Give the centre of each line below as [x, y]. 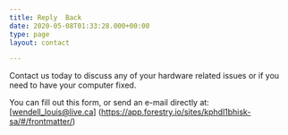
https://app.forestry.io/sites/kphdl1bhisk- [176, 112]
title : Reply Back [46, 17]
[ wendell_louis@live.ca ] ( [55, 112]
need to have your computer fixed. [73, 85]
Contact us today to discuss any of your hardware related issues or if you [144, 76]
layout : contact [39, 42]
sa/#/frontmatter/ [41, 122]
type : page [30, 34]
